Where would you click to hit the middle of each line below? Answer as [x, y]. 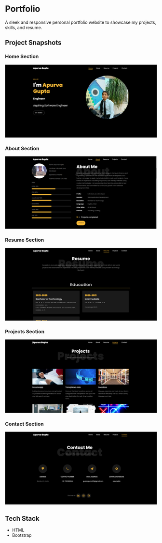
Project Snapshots [33, 43]
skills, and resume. [24, 27]
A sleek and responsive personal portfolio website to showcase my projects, [81, 22]
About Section [22, 148]
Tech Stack [22, 519]
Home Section [22, 57]
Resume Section [25, 240]
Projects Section [25, 331]
